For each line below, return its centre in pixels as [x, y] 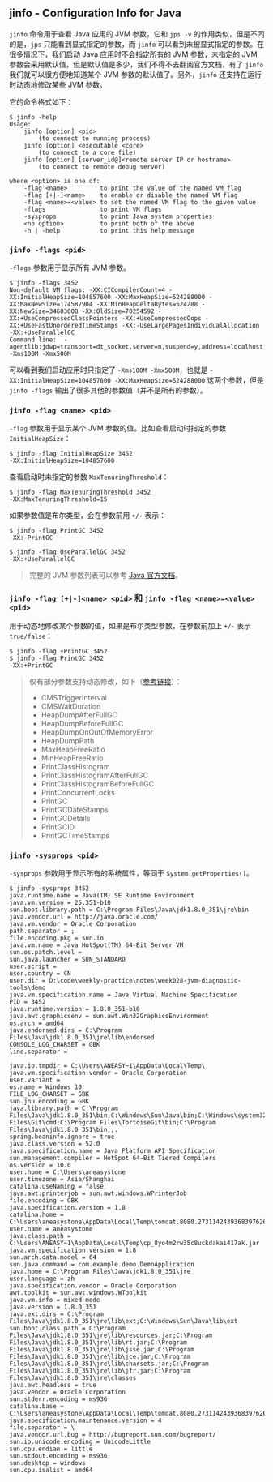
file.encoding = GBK [44, 1201]
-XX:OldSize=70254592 [118, 311]
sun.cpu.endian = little [51, 1449]
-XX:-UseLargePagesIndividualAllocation [190, 326]
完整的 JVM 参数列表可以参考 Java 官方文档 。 [106, 576]
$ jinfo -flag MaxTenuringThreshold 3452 [80, 493]
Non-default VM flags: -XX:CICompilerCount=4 [87, 290]
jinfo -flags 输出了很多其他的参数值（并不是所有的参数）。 [108, 390]
